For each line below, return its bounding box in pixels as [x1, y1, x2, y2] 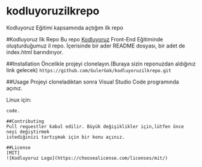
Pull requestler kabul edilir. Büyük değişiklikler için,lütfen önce [6, 123, 185, 130]
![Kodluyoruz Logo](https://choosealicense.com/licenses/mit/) [6, 155, 168, 161]
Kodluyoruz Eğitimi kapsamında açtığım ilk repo [6, 24, 123, 31]
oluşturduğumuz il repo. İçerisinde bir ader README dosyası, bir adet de [6, 42, 185, 49]
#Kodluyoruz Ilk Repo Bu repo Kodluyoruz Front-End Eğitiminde [6, 35, 164, 43]
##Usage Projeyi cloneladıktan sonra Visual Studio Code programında [6, 78, 179, 85]
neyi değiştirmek [6, 129, 50, 135]
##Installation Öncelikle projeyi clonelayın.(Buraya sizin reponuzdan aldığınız [6, 60, 196, 67]
